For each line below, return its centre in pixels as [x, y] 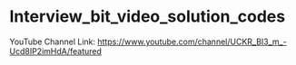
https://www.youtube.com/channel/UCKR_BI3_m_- [192, 42]
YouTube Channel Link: [53, 42]
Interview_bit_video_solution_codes [148, 17]
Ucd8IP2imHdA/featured [56, 51]
